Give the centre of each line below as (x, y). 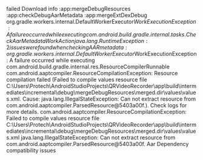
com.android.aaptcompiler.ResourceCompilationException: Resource (92, 73)
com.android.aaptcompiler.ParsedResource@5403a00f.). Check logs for (97, 105)
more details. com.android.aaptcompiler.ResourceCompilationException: (96, 112)
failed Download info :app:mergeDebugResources (68, 9)
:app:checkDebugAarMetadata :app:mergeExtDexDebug (77, 15)
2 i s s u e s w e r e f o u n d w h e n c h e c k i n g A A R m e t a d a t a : (67, 47)
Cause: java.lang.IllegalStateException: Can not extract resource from (109, 99)
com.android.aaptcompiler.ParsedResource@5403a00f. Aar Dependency (98, 144)
